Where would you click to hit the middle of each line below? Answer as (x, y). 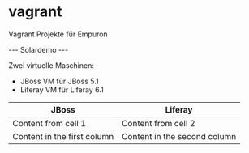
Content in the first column (63, 136)
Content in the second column (179, 136)
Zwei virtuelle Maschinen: (52, 65)
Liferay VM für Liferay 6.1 (62, 89)
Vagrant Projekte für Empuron (58, 34)
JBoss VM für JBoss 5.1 (59, 81)
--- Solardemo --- (39, 49)
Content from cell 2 (159, 123)
